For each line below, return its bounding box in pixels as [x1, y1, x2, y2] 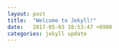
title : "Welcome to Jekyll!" [7, 17, 97, 24]
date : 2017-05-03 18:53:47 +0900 [7, 23, 113, 30]
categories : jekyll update [7, 30, 87, 37]
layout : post [7, 10, 46, 18]
